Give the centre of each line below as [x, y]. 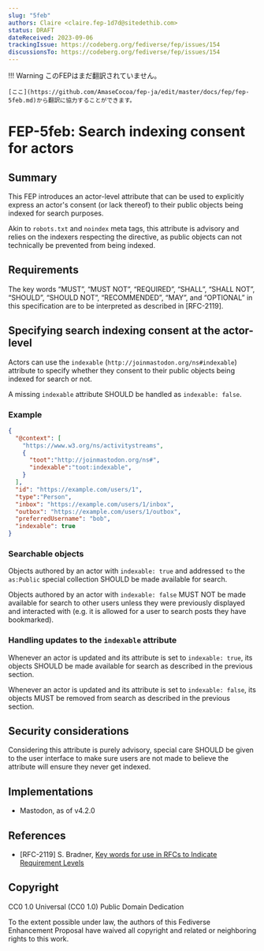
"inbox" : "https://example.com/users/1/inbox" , [95, 504]
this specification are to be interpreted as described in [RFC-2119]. [116, 305]
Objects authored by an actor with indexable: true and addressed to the [127, 571]
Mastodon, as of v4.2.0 [57, 811]
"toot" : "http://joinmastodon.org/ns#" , [94, 460]
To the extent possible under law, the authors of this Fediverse [110, 922]
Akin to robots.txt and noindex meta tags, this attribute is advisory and [124, 228]
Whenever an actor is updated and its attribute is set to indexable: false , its [132, 689]
